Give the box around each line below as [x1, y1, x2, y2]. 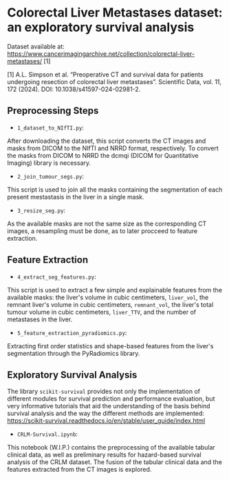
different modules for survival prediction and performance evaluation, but [7, 394, 215, 403]
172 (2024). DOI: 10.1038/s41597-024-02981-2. [7, 85, 141, 93]
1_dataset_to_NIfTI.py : [17, 123, 85, 132]
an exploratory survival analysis [7, 19, 195, 35]
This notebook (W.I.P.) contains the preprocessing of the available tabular [7, 443, 215, 452]
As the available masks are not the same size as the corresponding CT [7, 219, 207, 228]
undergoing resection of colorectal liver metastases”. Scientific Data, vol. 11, [7, 77, 222, 86]
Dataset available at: [7, 42, 65, 50]
